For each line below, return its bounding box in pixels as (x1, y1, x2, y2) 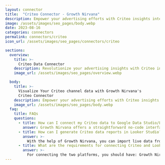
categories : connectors (5, 30, 54, 35)
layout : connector (5, 7, 43, 12)
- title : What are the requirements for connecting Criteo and (18, 143, 151, 148)
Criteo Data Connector (18, 62, 65, 67)
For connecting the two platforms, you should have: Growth (27, 152, 153, 157)
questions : (14, 116, 36, 121)
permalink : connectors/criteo (5, 35, 67, 40)
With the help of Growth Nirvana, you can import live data (27, 139, 153, 143)
